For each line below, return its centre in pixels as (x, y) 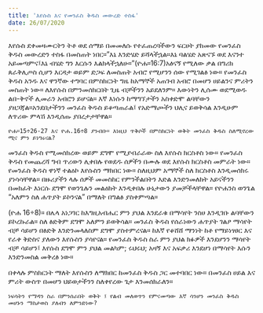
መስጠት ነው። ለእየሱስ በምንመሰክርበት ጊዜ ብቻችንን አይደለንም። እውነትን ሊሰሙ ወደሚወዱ (128, 89)
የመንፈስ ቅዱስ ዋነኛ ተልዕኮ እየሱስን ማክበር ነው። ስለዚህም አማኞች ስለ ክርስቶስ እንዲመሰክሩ (128, 170)
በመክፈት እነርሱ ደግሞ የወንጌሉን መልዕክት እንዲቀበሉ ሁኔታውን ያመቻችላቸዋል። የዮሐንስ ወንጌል (131, 188)
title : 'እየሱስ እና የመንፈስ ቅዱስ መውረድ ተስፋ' (73, 15)
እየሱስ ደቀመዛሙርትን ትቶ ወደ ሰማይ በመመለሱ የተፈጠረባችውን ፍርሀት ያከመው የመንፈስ (124, 45)
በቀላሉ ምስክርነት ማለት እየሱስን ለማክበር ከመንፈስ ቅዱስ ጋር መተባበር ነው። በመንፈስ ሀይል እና (132, 272)
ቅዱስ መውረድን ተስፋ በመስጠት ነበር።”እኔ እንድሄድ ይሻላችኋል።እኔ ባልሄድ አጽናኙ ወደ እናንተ (126, 54)
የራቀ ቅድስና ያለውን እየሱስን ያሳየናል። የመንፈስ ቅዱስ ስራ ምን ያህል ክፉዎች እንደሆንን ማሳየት (130, 239)
